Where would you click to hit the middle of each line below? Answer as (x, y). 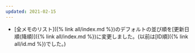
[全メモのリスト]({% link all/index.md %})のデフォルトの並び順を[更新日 (102, 29)
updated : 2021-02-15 (31, 11)
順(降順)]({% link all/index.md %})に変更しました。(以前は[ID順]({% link (101, 37)
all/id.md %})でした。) (40, 44)
